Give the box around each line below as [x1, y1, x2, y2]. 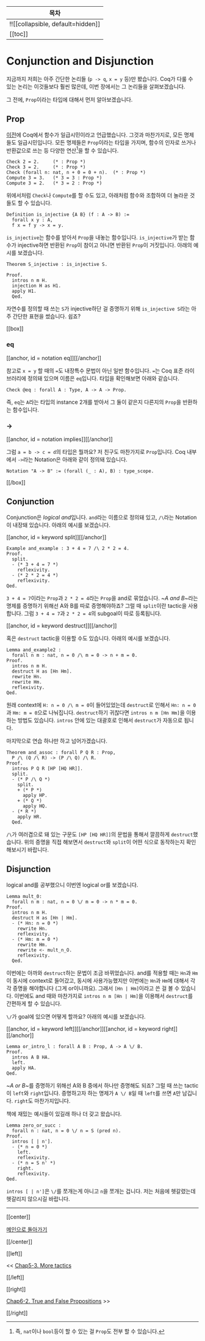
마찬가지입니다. [34, 1097, 71, 1105]
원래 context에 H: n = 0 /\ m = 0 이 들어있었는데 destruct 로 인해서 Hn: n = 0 [6, 701, 196, 708]
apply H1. [12, 288, 37, 295]
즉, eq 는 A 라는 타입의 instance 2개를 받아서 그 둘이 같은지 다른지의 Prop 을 [6, 398, 182, 406]
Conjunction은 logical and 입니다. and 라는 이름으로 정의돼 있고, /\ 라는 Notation [6, 513, 197, 521]
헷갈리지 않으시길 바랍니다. [6, 1195, 70, 1203]
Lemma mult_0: [6, 893, 43, 899]
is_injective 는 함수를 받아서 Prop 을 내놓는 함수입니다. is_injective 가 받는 [6, 234, 189, 241]
